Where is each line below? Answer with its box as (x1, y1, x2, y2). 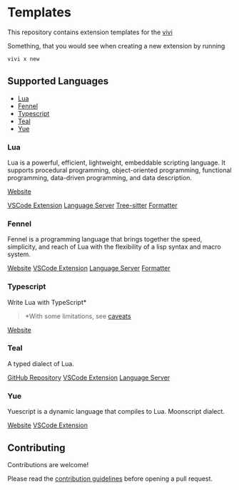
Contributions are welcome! (7, 460, 89, 469)
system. (7, 250, 31, 259)
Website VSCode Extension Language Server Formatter (7, 264, 171, 273)
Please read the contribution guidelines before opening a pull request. (7, 474, 213, 483)
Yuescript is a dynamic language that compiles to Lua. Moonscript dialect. (7, 407, 225, 416)
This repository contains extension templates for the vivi (7, 28, 173, 36)
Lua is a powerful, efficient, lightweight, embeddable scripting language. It (7, 158, 226, 167)
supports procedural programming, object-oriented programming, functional (7, 165, 232, 174)
